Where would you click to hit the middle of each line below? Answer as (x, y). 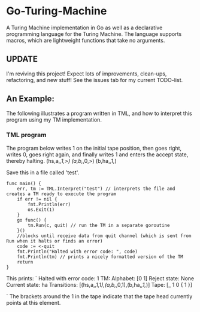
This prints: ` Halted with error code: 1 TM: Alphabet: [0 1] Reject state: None (100, 278)
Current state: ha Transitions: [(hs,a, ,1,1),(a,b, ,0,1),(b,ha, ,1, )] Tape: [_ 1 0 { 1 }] (99, 284)
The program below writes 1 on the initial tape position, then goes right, (94, 148)
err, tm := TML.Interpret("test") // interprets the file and (96, 189)
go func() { (32, 220)
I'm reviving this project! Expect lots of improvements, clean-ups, (87, 74)
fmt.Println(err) (49, 204)
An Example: (31, 99)
